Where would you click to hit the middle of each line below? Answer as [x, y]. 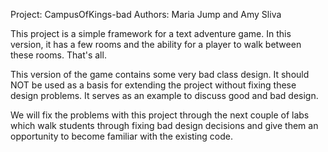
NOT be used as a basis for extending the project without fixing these [153, 85]
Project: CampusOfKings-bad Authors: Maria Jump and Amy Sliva [146, 14]
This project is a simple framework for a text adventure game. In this [151, 33]
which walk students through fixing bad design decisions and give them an [164, 125]
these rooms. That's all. [58, 55]
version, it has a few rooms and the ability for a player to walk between [156, 44]
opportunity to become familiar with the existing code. [121, 136]
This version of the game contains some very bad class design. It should [160, 74]
